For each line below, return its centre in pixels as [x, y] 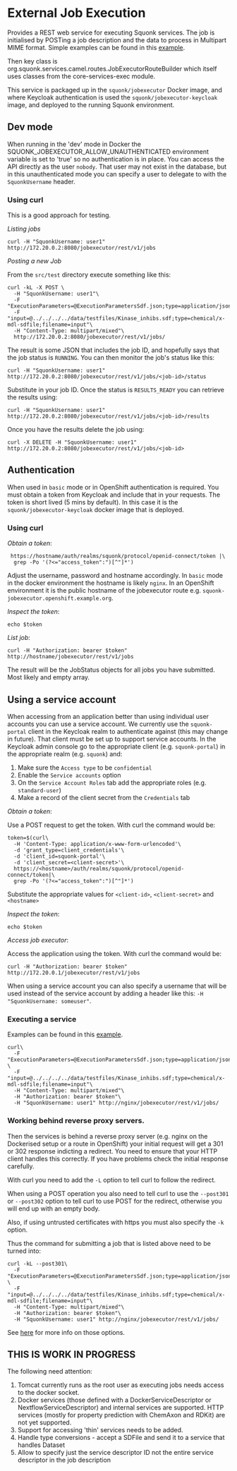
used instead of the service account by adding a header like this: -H [105, 993]
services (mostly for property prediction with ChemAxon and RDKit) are [121, 1415]
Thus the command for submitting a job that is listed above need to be [109, 1243]
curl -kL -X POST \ [36, 288]
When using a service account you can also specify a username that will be [117, 986]
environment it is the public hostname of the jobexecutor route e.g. [104, 591]
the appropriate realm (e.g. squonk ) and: [65, 753]
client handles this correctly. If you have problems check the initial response [118, 1158]
